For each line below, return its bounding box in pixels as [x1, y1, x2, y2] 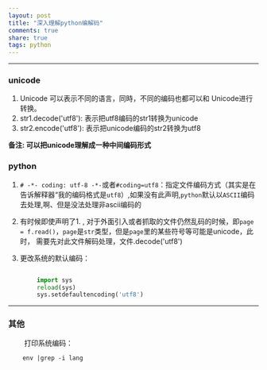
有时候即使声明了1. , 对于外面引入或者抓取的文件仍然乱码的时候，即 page [19, 216, 254, 226]
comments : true [8, 26, 59, 34]
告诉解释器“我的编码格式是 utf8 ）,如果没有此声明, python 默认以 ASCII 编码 [19, 190, 255, 199]
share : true [8, 33, 48, 42]
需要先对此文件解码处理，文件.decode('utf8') [35, 236, 183, 246]
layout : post [8, 11, 52, 20]
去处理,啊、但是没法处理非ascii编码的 [19, 199, 141, 209]
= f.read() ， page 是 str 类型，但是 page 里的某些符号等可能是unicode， [19, 226, 247, 236]
